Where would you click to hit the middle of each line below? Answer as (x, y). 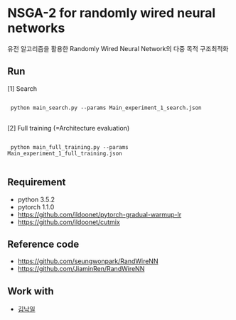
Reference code (43, 244)
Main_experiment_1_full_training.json (65, 153)
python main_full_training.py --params (70, 147)
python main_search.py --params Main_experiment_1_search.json (106, 108)
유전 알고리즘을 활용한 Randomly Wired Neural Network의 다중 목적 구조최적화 (118, 48)
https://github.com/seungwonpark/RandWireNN (88, 261)
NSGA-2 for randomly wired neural (112, 13)
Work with (31, 291)
